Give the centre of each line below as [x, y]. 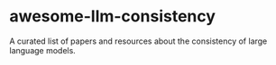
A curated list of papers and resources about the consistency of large [138, 41]
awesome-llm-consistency [113, 16]
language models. [43, 50]
